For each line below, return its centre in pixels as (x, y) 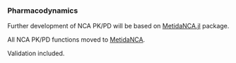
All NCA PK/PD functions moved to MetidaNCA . (76, 40)
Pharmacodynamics (43, 11)
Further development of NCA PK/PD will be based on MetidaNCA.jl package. (118, 26)
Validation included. (36, 53)
